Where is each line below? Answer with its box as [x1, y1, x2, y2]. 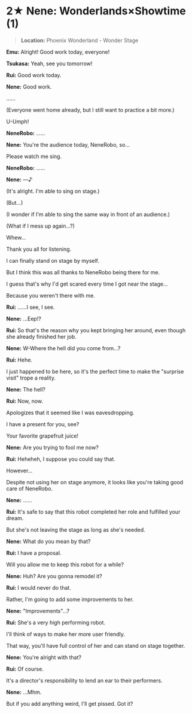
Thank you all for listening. [6, 245, 72, 253]
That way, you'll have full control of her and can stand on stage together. [6, 642, 185, 649]
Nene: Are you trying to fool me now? [6, 444, 99, 451]
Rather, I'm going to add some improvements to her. [6, 596, 134, 603]
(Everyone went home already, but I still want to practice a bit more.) [6, 106, 175, 113]
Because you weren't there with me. [6, 292, 96, 299]
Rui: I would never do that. [6, 584, 72, 591]
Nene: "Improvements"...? [6, 607, 70, 614]
